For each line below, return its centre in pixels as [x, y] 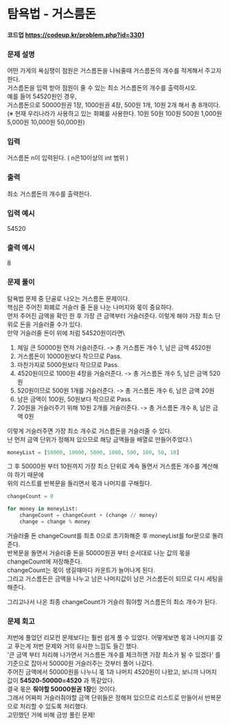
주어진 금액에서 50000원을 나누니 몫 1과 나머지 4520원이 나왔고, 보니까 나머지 [112, 672]
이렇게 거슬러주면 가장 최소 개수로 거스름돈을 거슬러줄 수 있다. [90, 431]
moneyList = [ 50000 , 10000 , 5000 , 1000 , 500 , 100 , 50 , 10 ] [93, 452]
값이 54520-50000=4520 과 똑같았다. [61, 680]
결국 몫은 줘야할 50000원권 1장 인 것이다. [62, 689]
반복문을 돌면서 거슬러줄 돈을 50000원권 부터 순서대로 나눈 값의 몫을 [99, 553]
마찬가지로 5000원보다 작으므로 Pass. [68, 364]
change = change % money [55, 522]
